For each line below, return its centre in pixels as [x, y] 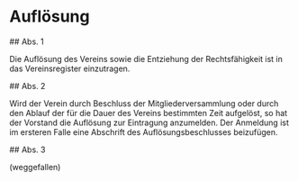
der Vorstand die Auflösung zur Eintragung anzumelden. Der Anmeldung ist [149, 122]
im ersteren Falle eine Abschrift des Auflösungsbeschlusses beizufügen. [144, 131]
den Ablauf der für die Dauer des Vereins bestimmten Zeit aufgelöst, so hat [149, 113]
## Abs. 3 [27, 149]
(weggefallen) [35, 167]
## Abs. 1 [27, 41]
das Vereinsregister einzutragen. [70, 68]
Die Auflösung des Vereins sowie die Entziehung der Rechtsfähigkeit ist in [146, 59]
